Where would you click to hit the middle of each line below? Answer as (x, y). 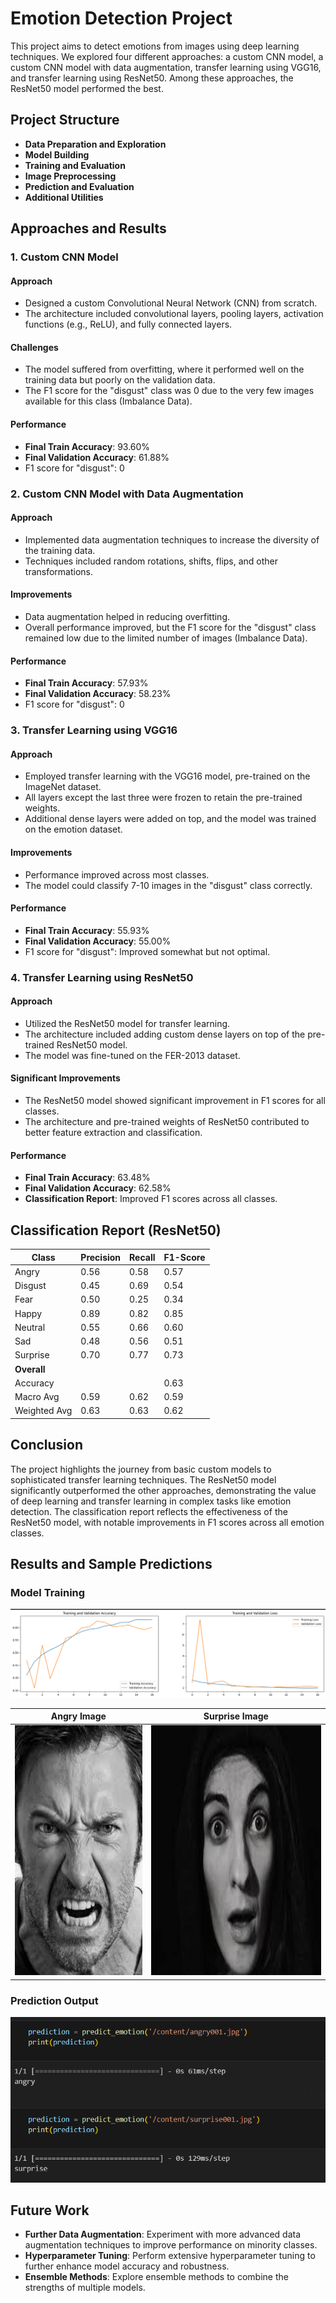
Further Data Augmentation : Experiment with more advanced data (162, 2234)
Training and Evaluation (75, 165)
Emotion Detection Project (121, 18)
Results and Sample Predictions (111, 1564)
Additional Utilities (64, 197)
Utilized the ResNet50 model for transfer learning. (127, 1023)
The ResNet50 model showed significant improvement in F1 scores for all (175, 1101)
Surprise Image (236, 1716)
